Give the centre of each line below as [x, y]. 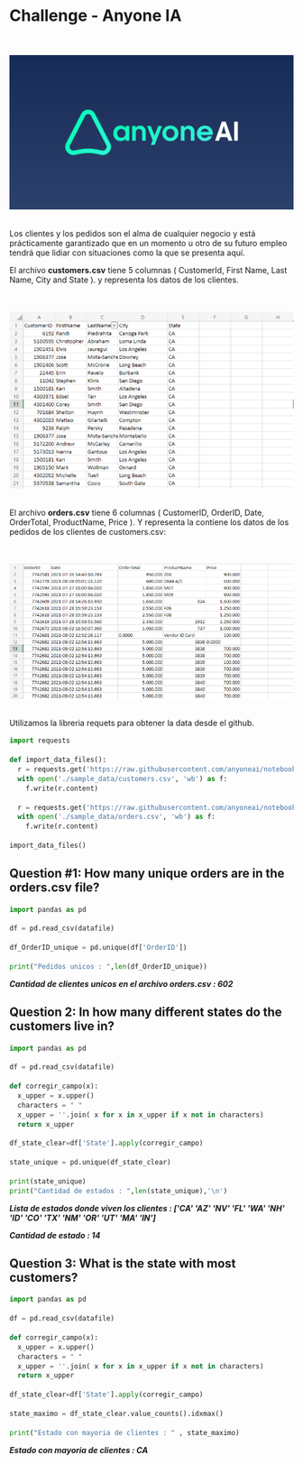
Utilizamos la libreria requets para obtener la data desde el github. [132, 723]
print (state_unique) [48, 1181]
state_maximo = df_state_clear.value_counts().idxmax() [116, 1413]
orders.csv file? [55, 888]
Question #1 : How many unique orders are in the [147, 874]
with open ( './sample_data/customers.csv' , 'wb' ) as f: [123, 778]
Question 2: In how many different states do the [146, 1013]
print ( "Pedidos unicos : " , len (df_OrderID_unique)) [108, 966]
